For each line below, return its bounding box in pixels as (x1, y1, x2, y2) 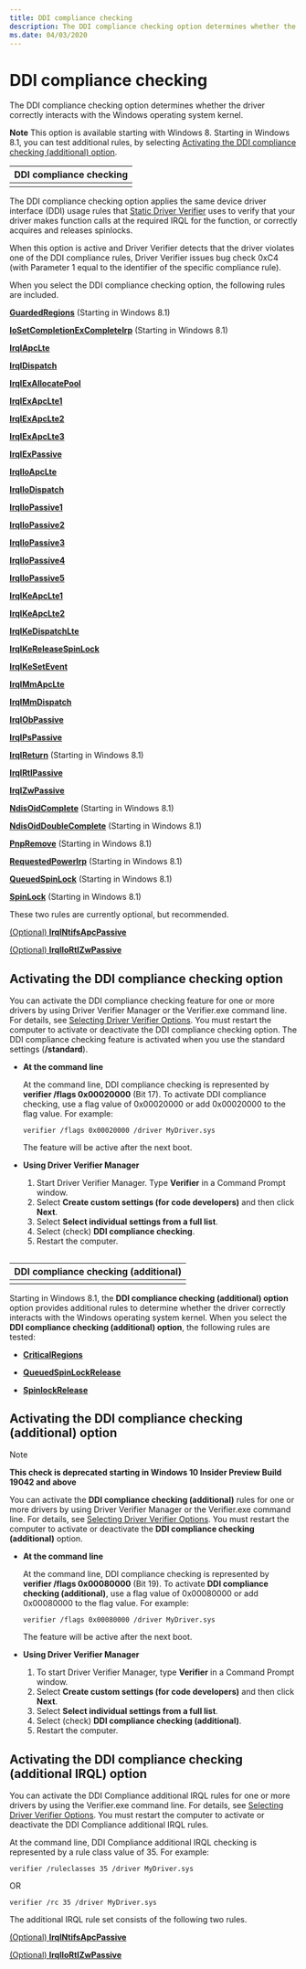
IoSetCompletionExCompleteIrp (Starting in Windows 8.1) (9, 325, 228, 336)
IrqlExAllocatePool (9, 378, 81, 389)
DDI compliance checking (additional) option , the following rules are (9, 1321, 271, 1332)
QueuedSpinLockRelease (22, 1367, 121, 1378)
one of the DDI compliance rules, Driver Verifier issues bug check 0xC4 (9, 252, 279, 263)
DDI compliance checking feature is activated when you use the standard (9, 1034, 285, 1045)
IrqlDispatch (9, 360, 58, 371)
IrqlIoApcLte (9, 467, 58, 478)
